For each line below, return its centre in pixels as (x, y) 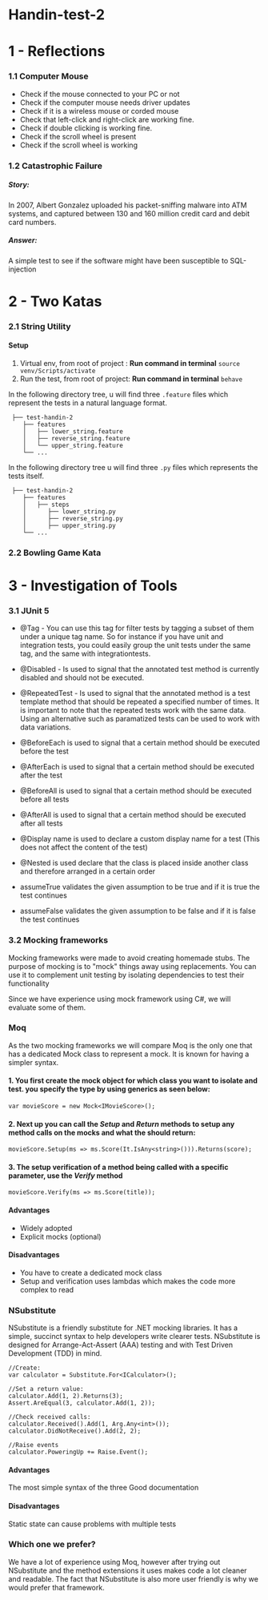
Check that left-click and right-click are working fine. (107, 119)
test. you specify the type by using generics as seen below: (109, 1089)
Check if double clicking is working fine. (86, 128)
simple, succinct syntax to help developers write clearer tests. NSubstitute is (134, 1337)
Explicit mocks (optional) (60, 1236)
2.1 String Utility (40, 326)
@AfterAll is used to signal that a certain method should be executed (133, 815)
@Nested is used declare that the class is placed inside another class (134, 863)
